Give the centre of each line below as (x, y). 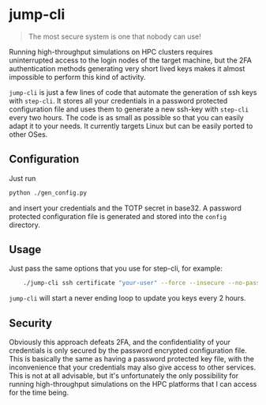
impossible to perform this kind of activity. (77, 77)
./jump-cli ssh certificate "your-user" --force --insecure (124, 283)
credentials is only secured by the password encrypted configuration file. (128, 350)
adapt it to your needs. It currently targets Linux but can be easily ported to (131, 126)
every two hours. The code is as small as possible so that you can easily (126, 117)
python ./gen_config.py (48, 193)
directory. (24, 225)
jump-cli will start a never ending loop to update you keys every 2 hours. (127, 298)
